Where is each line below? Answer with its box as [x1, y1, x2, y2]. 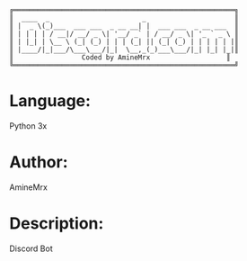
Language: [9, 91, 92, 112]
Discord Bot [9, 243, 53, 254]
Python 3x [9, 120, 48, 131]
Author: [9, 152, 69, 173]
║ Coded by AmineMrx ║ [9, 53, 231, 62]
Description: [9, 213, 104, 234]
